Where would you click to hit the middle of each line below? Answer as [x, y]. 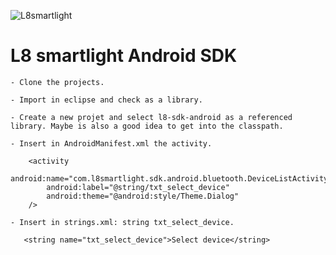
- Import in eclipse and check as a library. [106, 100]
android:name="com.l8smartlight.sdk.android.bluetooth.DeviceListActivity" [171, 178]
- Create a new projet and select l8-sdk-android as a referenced [151, 117]
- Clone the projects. [57, 82]
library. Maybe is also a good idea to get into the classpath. [147, 126]
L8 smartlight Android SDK [124, 56]
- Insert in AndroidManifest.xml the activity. [111, 143]
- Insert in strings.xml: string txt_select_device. [122, 222]
